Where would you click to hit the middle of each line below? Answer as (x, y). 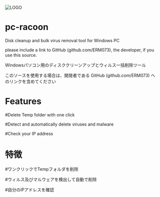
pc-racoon (27, 27)
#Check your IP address (29, 133)
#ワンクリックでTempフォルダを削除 (42, 169)
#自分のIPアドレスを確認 (30, 190)
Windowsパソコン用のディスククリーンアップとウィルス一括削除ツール (76, 65)
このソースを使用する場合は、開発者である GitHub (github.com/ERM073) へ (80, 75)
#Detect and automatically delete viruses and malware (59, 124)
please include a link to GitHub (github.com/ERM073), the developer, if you (80, 50)
